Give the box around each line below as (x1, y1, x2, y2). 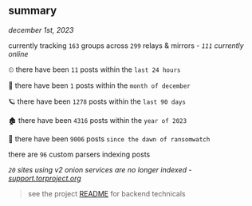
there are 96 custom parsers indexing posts (8, 149, 151, 159)
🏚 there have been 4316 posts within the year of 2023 (8, 115, 187, 125)
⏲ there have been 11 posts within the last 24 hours (8, 65, 181, 74)
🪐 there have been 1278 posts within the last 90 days (8, 97, 186, 106)
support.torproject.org (8, 173, 81, 183)
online (8, 49, 29, 58)
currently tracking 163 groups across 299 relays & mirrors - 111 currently (8, 41, 245, 50)
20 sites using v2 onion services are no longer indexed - (8, 164, 192, 174)
